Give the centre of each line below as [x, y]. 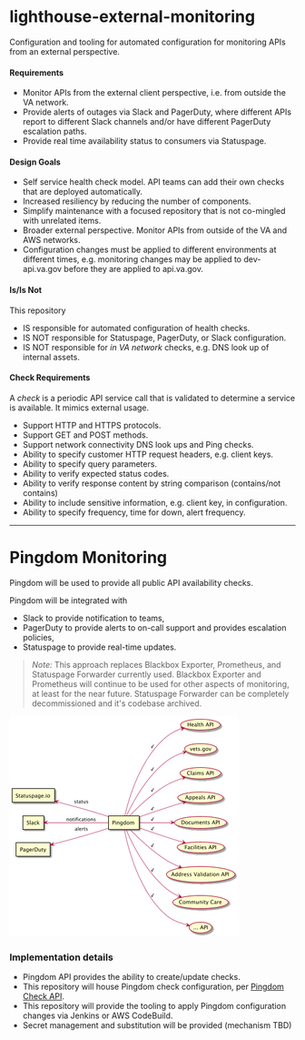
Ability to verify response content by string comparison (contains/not [152, 483]
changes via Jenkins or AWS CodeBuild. [98, 1015]
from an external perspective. [65, 51]
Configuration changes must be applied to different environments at [149, 250]
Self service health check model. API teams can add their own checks [153, 182]
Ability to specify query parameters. [89, 464]
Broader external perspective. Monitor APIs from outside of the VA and [155, 230]
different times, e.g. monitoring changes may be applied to [132, 259]
